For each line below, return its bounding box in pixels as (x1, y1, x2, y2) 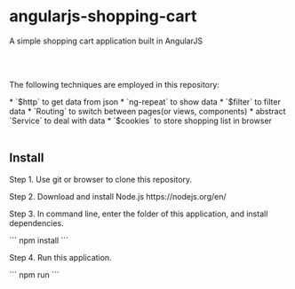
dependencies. (9, 217, 64, 228)
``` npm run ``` (9, 269, 60, 280)
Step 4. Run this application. (9, 252, 113, 262)
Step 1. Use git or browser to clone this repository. (9, 174, 193, 184)
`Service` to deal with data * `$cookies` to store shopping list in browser (9, 115, 273, 126)
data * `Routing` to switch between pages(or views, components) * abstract (9, 105, 286, 116)
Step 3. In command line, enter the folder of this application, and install (9, 208, 268, 219)
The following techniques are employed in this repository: (9, 79, 220, 90)
